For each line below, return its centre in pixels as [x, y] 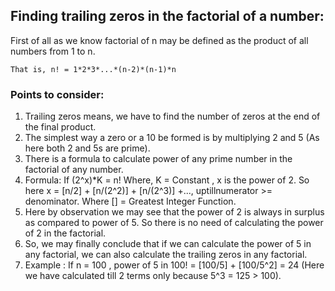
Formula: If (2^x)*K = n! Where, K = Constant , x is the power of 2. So [167, 180]
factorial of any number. [74, 170]
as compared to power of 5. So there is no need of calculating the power [174, 223]
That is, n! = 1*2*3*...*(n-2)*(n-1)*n [93, 69]
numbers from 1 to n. [53, 51]
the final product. [60, 127]
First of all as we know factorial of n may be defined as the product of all [159, 40]
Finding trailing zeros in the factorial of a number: [167, 16]
